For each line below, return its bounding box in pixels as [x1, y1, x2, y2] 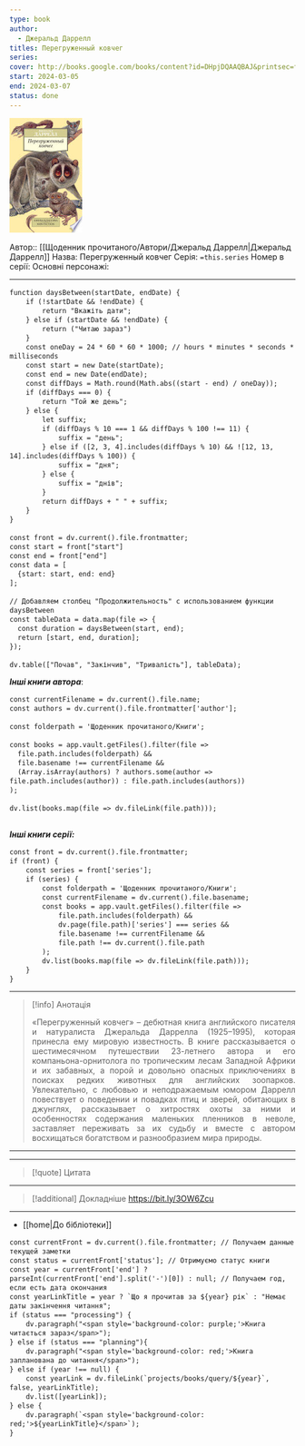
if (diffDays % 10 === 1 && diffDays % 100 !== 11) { [42, 424, 250, 433]
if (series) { [25, 874, 79, 884]
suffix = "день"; [57, 433, 124, 442]
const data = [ [9, 560, 67, 569]
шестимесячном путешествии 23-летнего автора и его [31, 1045, 296, 1057]
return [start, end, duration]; [17, 633, 141, 642]
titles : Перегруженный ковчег [9, 44, 124, 53]
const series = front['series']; [25, 865, 152, 875]
